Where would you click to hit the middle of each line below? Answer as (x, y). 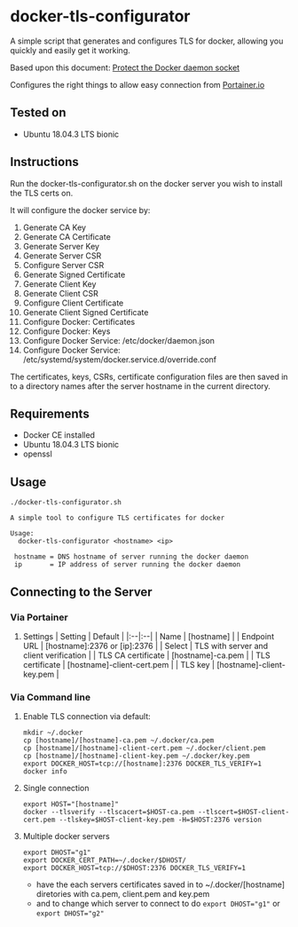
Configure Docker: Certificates (79, 321)
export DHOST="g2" (70, 914)
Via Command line (51, 697)
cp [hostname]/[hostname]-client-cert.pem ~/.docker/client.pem (144, 749)
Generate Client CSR (60, 293)
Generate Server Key (61, 246)
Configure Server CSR (63, 265)
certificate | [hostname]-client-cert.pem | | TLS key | (119, 664)
